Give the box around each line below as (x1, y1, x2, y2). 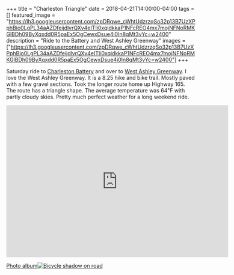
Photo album (6, 262, 38, 269)
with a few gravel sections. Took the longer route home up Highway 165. (6, 80, 185, 88)
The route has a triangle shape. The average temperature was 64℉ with (6, 87, 185, 94)
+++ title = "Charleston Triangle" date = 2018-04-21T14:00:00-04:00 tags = (6, 5, 195, 12)
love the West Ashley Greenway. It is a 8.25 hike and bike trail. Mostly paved (6, 74, 195, 81)
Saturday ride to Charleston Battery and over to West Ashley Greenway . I (6, 68, 186, 74)
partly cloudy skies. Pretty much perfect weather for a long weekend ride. (6, 93, 189, 100)
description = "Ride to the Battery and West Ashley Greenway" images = (6, 37, 186, 44)
